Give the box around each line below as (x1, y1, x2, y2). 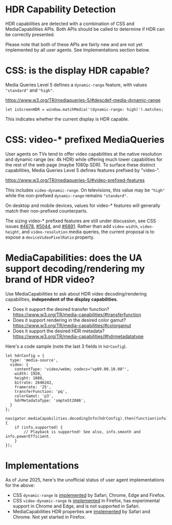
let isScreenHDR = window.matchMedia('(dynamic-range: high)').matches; (5, 107, 164, 112)
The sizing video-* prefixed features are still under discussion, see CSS (5, 218, 156, 224)
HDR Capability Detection (5, 4, 116, 15)
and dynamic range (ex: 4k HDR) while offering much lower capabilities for (5, 156, 163, 162)
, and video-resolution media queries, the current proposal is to (18, 228, 155, 235)
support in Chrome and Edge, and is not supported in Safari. (12, 503, 140, 509)
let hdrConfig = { (5, 353, 45, 358)
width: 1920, (14, 371, 42, 376)
